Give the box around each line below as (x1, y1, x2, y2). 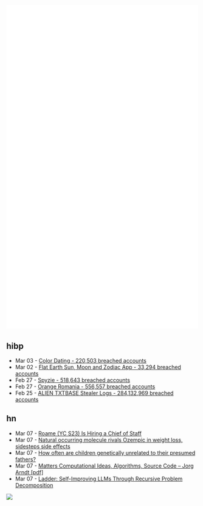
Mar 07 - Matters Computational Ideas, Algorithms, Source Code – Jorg (15, 462, 194, 469)
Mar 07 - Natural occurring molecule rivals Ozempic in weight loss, (15, 436, 183, 443)
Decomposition (15, 481, 53, 489)
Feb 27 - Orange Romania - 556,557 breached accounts (15, 383, 156, 390)
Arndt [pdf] (15, 468, 44, 476)
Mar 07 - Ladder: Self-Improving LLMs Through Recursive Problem (15, 475, 183, 482)
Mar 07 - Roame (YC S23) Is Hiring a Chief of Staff (15, 429, 142, 437)
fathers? (15, 455, 36, 463)
